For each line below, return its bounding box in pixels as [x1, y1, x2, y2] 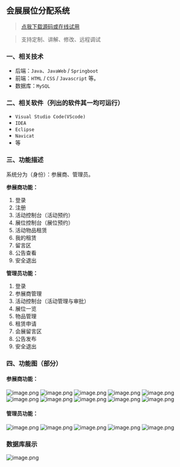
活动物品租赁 [14, 226, 47, 233]
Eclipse [14, 127, 34, 133]
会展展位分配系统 [6, 5, 70, 16]
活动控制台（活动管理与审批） [14, 297, 89, 305]
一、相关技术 [6, 52, 44, 60]
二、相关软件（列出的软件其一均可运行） [6, 99, 124, 107]
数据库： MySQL [14, 82, 50, 89]
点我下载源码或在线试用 [21, 23, 80, 30]
